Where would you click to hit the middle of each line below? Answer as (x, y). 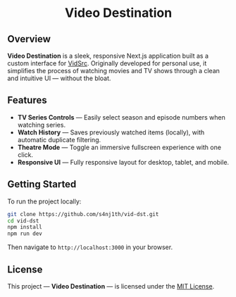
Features (27, 100)
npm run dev (25, 234)
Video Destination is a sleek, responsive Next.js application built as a (108, 56)
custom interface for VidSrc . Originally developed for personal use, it (107, 63)
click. (25, 154)
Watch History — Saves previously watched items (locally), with (111, 132)
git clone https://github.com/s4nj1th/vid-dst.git (83, 214)
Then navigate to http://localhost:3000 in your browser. (90, 247)
